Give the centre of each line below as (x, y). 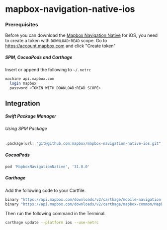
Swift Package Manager (31, 116)
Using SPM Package (26, 129)
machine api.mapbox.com (30, 79)
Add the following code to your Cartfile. (45, 190)
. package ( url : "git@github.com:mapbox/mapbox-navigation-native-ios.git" (83, 144)
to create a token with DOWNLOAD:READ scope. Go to (56, 41)
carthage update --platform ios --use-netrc (52, 223)
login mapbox (23, 84)
